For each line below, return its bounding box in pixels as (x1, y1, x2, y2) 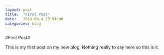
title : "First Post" (5, 12, 50, 17)
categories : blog (5, 21, 41, 26)
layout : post (5, 7, 32, 12)
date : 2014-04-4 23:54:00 (5, 16, 64, 21)
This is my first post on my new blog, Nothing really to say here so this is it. (5, 44, 160, 50)
